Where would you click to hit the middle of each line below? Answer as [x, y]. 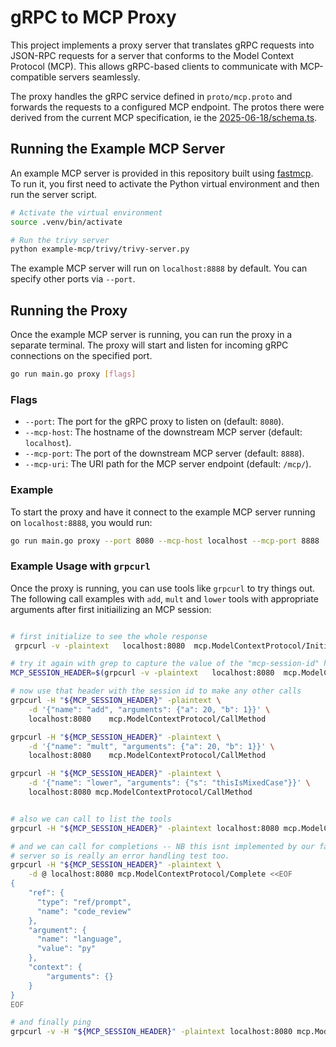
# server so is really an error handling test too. [120, 856]
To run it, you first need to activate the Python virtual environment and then [165, 183]
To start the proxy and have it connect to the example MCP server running [163, 512]
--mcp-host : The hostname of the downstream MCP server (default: [163, 432]
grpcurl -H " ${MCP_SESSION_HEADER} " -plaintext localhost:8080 [145, 828]
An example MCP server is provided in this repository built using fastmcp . [162, 173]
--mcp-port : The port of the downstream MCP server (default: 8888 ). [164, 453]
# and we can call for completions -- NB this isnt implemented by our [162, 846]
